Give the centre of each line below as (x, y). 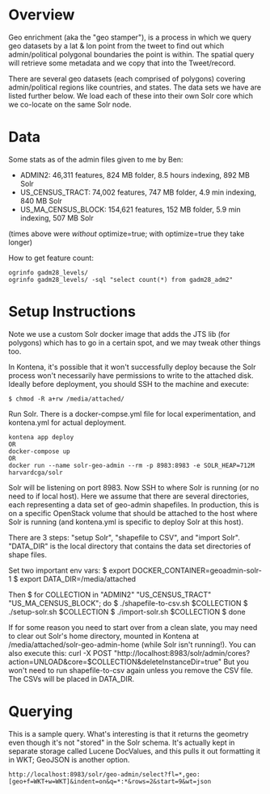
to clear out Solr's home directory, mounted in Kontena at (104, 636)
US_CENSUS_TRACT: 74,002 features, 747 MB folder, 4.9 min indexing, (138, 192)
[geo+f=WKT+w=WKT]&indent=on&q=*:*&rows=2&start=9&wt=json (110, 781)
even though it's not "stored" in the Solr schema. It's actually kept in (122, 742)
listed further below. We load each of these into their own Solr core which (131, 95)
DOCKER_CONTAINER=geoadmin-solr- (197, 570)
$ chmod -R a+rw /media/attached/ (67, 399)
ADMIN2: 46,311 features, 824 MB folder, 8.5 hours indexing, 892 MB (135, 174)
